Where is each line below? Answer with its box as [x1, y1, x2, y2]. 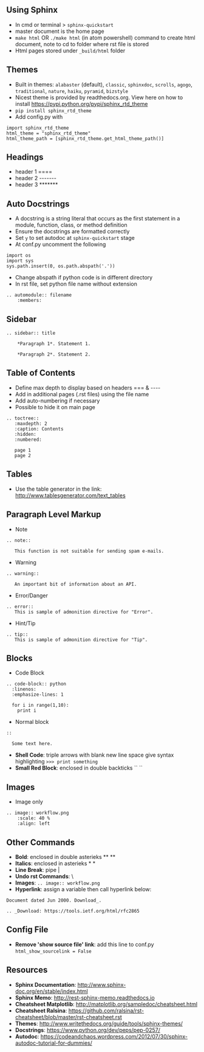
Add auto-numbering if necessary [15, 397, 100, 404]
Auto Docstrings [6, 198, 70, 209]
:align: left [17, 821, 50, 827]
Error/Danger [15, 592, 49, 599]
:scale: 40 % [17, 815, 50, 821]
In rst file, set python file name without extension [15, 280, 138, 288]
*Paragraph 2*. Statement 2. [17, 351, 91, 358]
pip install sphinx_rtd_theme [15, 108, 92, 114]
